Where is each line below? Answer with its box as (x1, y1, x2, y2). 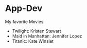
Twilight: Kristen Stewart (12, 28, 62, 34)
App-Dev (5, 3, 43, 14)
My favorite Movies (5, 19, 44, 24)
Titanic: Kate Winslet (12, 38, 54, 44)
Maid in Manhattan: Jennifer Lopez (12, 33, 82, 39)
